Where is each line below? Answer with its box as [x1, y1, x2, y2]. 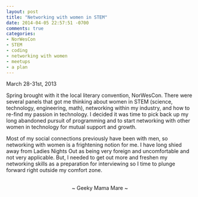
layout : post [6, 8, 39, 15]
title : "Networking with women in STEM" [6, 14, 108, 20]
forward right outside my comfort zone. [6, 167, 103, 174]
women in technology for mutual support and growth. [6, 123, 137, 131]
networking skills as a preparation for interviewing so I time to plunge [6, 160, 175, 167]
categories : [6, 31, 36, 37]
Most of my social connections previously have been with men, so [6, 135, 168, 142]
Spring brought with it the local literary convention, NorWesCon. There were [6, 92, 193, 99]
